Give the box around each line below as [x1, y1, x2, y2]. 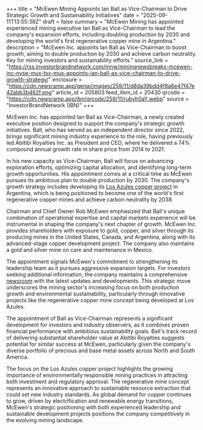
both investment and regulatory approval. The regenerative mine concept [6, 378, 190, 385]
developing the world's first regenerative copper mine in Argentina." [6, 38, 176, 44]
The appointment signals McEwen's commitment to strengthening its [6, 258, 178, 265]
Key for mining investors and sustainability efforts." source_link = [6, 57, 168, 64]
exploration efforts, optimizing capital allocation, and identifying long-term [6, 164, 192, 171]
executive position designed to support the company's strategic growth [6, 120, 185, 127]
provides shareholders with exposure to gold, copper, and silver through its [6, 227, 194, 234]
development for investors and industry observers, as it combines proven [6, 321, 190, 328]
